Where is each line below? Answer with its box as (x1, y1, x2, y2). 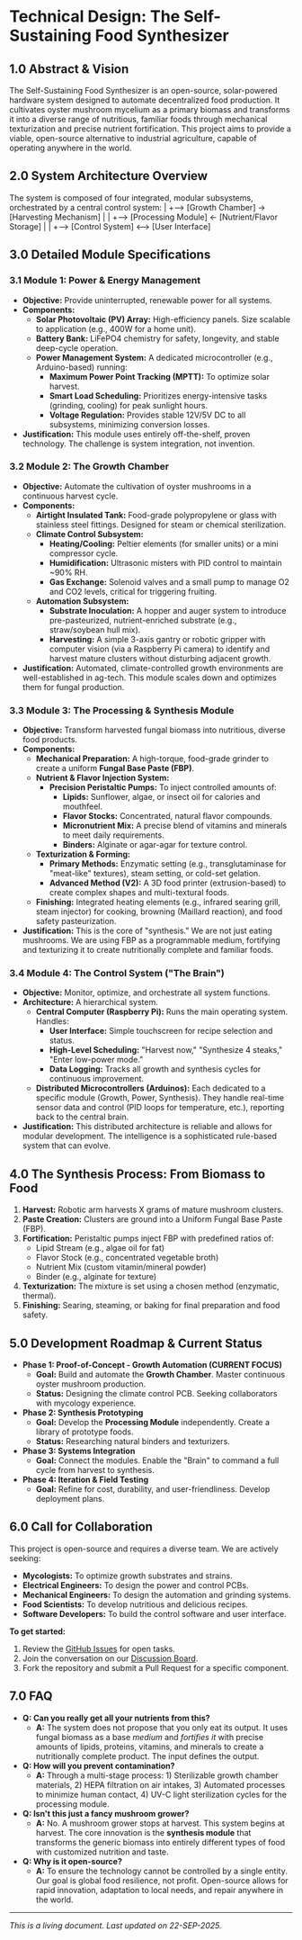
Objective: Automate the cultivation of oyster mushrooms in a (22, 481, 252, 491)
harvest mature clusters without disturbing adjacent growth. (49, 652, 271, 663)
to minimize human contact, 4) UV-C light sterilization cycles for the (35, 1789, 288, 1800)
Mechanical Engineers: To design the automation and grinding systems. (22, 1589, 292, 1600)
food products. (22, 734, 78, 745)
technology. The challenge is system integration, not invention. (22, 438, 255, 449)
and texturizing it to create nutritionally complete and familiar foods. (22, 945, 274, 956)
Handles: (35, 1016, 69, 1027)
